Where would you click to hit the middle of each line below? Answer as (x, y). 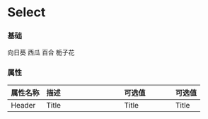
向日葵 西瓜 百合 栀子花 (41, 52)
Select (27, 12)
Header (23, 105)
